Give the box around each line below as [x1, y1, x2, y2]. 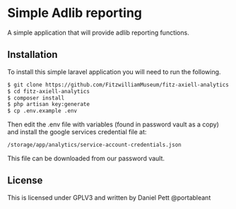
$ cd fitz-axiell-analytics [7, 88, 90, 95]
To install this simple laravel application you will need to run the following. [7, 67, 221, 76]
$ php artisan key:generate [7, 101, 90, 108]
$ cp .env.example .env [7, 107, 78, 114]
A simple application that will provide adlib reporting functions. [7, 28, 189, 37]
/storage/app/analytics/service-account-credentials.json [7, 141, 182, 149]
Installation [7, 49, 58, 61]
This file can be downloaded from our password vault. [7, 154, 165, 162]
